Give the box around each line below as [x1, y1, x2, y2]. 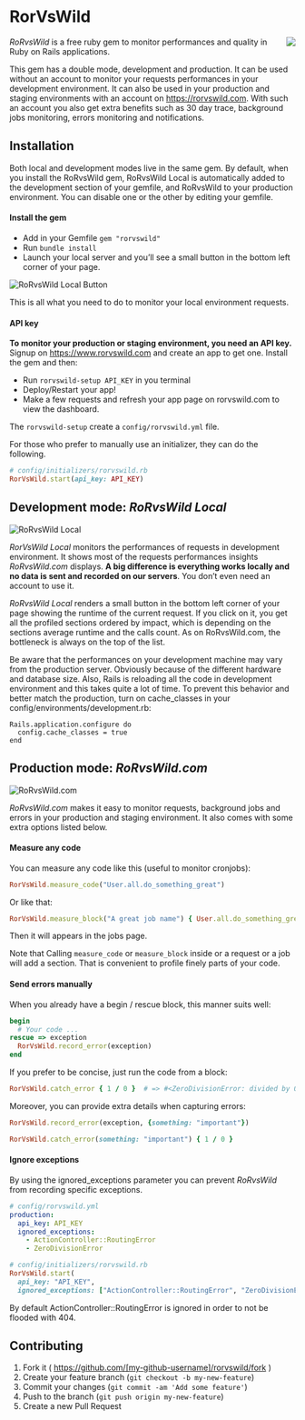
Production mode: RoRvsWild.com [9, 761, 208, 776]
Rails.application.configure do [9, 720, 132, 729]
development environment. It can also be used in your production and [9, 83, 271, 94]
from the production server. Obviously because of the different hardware [9, 664, 281, 675]
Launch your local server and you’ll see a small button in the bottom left [22, 252, 290, 263]
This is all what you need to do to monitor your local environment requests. [9, 296, 290, 307]
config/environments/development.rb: [9, 702, 152, 713]
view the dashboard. [22, 404, 100, 415]
